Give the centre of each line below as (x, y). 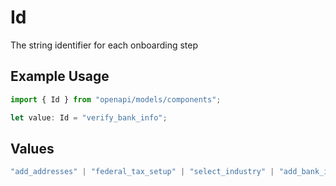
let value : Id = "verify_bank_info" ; (89, 117)
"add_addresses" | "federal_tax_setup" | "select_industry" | (142, 172)
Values (32, 148)
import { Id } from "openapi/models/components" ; (116, 99)
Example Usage (60, 76)
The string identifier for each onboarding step (104, 45)
